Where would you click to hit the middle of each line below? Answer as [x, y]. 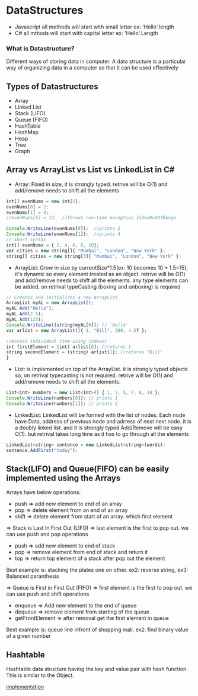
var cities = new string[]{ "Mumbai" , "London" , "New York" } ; [86, 251]
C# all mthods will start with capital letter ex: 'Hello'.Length [86, 33]
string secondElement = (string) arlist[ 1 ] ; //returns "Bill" [84, 352]
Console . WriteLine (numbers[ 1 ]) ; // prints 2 [62, 404]
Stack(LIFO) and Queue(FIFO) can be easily [88, 469]
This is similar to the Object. [40, 675]
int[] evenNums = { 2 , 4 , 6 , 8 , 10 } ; [53, 245]
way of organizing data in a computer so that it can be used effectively [92, 68]
